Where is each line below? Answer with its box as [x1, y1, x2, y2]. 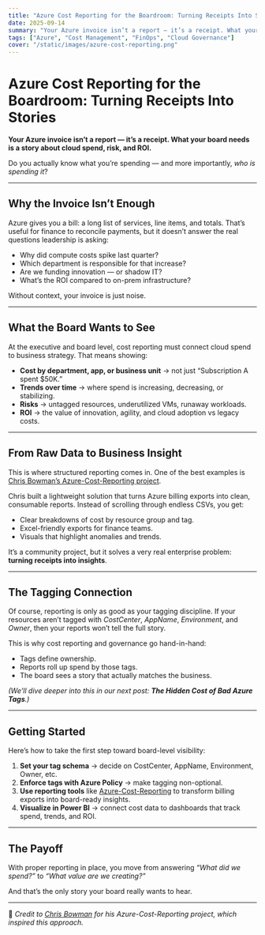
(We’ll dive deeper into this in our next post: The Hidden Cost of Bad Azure [8, 686, 253, 696]
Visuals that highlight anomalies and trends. [19, 531, 162, 541]
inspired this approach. [8, 918, 84, 927]
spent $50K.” [19, 374, 63, 383]
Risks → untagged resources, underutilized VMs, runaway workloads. [19, 399, 247, 409]
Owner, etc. [19, 770, 58, 779]
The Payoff [8, 842, 63, 855]
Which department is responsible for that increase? [19, 258, 187, 268]
